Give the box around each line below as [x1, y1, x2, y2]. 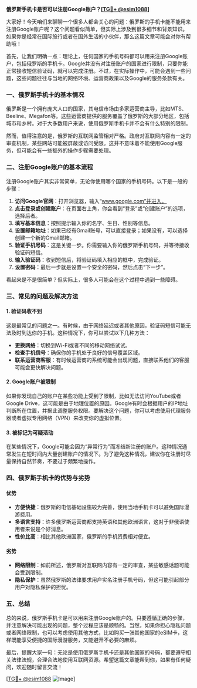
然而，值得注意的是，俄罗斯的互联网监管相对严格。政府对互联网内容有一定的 [6, 132, 191, 140]
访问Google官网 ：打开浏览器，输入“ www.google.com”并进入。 [14, 197, 167, 204]
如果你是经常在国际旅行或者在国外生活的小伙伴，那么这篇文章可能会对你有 [6, 33, 186, 40]
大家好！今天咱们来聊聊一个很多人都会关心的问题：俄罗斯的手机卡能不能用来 [6, 18, 191, 25]
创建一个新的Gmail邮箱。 [14, 234, 75, 241]
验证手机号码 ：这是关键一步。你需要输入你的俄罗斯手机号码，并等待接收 [14, 241, 189, 248]
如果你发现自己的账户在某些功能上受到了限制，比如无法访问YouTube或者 [6, 392, 182, 399]
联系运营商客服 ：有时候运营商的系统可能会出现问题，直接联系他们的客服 [14, 356, 189, 363]
